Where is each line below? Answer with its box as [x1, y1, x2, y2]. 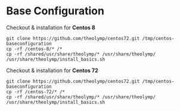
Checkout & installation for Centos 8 [6, 24, 95, 31]
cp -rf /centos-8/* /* [6, 46, 63, 52]
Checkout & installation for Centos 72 [6, 67, 98, 74]
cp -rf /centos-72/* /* [6, 88, 66, 95]
